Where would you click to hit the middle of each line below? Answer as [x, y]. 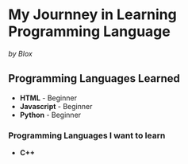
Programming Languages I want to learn [87, 135]
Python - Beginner [50, 115]
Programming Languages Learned [94, 78]
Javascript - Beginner [56, 106]
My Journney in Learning [92, 15]
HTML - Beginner [48, 98]
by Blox [21, 53]
